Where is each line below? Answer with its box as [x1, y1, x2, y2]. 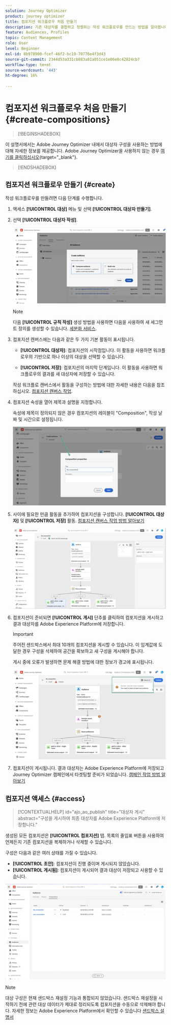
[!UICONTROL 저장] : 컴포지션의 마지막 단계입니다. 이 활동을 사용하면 [20, 365, 158, 371]
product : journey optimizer [5, 13, 65, 19]
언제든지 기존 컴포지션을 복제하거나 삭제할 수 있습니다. [5, 839, 113, 845]
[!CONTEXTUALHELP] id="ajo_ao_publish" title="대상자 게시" [17, 809, 145, 815]
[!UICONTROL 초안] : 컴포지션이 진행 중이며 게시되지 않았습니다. [12, 861, 140, 867]
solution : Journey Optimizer [5, 8, 67, 13]
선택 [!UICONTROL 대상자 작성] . [12, 216, 78, 222]
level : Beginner [5, 46, 40, 51]
